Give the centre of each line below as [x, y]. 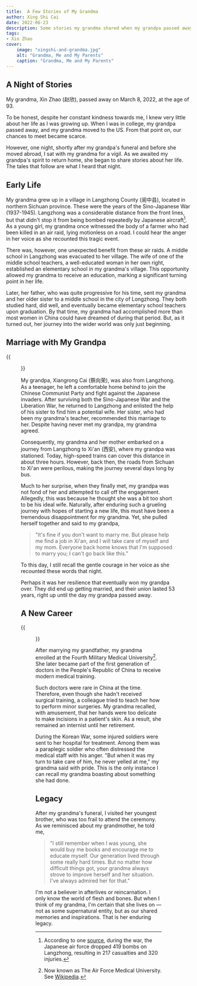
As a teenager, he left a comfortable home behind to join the [93, 387]
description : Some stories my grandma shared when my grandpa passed [93, 28]
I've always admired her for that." [90, 881]
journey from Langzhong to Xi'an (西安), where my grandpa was [98, 449]
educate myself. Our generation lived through [105, 855]
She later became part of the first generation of [92, 664]
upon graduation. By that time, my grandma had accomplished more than [94, 311]
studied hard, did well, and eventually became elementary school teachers [96, 305]
